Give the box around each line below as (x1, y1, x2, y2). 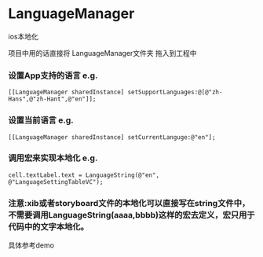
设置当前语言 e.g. (8, 115, 75, 126)
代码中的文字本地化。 (8, 221, 89, 232)
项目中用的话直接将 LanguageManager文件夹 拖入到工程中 (8, 48, 198, 57)
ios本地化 (8, 31, 39, 41)
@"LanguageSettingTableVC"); (8, 178, 104, 185)
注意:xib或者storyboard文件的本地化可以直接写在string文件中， (8, 197, 250, 208)
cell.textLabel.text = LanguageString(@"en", (8, 171, 159, 179)
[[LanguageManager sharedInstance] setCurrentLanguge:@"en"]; (8, 133, 216, 141)
